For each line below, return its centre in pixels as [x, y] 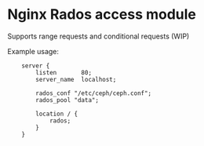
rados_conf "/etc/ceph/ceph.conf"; [94, 93]
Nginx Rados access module [102, 15]
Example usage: [33, 51]
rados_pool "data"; [67, 100]
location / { [57, 114]
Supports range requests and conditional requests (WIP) [98, 36]
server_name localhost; [76, 79]
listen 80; [64, 72]
